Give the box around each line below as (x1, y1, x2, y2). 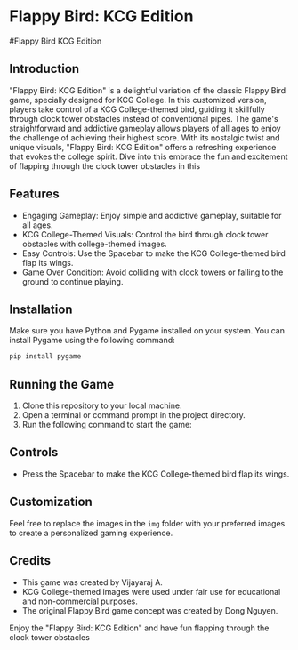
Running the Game (9, 376, 114, 392)
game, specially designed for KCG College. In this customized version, (9, 94, 267, 105)
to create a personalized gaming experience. (9, 527, 173, 538)
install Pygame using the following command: (9, 335, 175, 346)
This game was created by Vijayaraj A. (21, 576, 163, 588)
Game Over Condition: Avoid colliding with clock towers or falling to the (21, 267, 284, 277)
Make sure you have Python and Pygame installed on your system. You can (9, 325, 285, 336)
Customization (9, 494, 93, 510)
